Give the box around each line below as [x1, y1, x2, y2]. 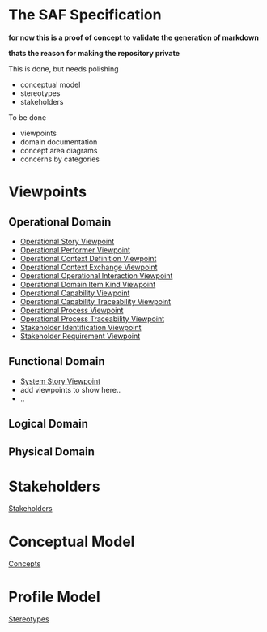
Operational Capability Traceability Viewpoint [19, 296, 172, 306]
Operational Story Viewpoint [19, 236, 115, 246]
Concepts [8, 559, 41, 569]
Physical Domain [8, 445, 95, 458]
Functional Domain [8, 355, 105, 368]
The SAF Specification [8, 6, 162, 24]
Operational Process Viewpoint [19, 305, 124, 315]
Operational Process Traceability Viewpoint [19, 314, 165, 324]
